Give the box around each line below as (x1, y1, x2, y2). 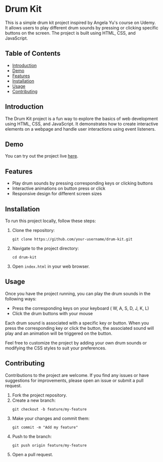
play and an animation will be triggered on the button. (5, 330, 113, 336)
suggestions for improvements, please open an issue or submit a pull (5, 377, 144, 383)
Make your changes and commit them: (12, 415, 90, 421)
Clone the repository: (12, 228, 55, 233)
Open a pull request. (12, 451, 54, 457)
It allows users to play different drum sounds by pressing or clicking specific (5, 24, 159, 30)
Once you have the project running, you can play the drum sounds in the (5, 290, 151, 297)
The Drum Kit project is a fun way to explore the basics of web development (5, 115, 158, 121)
